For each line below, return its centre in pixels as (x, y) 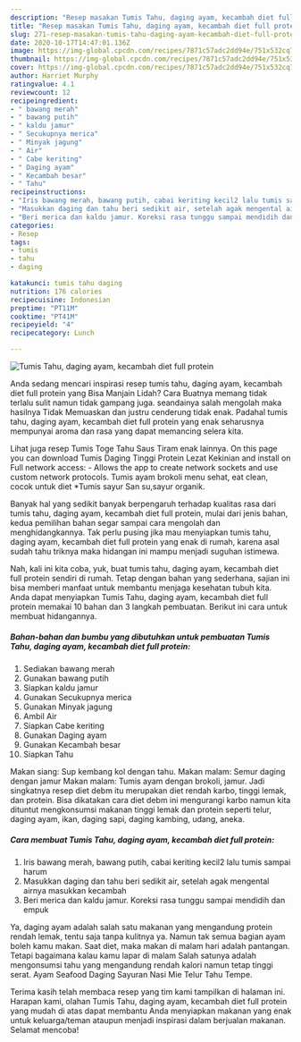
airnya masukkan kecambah (75, 890)
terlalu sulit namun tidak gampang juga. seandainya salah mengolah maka (146, 402)
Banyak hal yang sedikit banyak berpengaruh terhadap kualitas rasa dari (143, 504)
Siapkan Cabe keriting (64, 725)
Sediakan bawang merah (69, 668)
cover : (22, 68)
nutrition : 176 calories (56, 292)
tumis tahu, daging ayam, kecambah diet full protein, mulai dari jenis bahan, (149, 513)
